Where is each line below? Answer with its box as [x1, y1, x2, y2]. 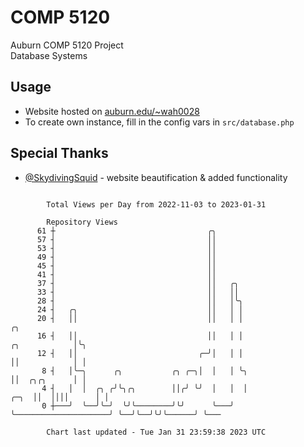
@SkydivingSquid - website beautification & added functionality [24, 171, 288, 183]
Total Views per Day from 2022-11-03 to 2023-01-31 [46, 199, 267, 210]
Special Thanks [10, 145, 109, 162]
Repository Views [46, 217, 118, 227]
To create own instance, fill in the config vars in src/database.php [24, 116, 295, 128]
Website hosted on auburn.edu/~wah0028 [24, 105, 200, 117]
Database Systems [10, 49, 88, 61]
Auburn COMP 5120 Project [10, 39, 124, 51]
